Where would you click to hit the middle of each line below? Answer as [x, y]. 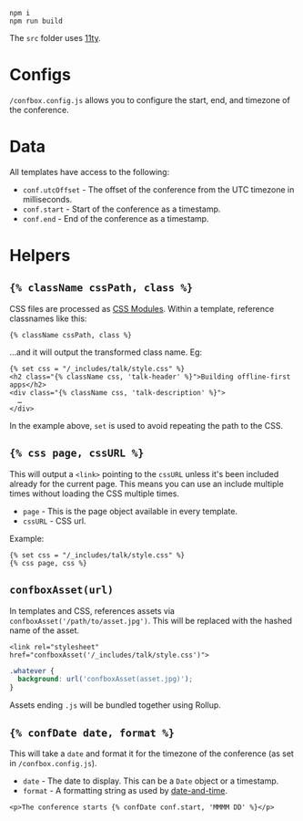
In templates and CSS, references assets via [92, 610]
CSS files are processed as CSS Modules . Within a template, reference [142, 308]
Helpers [40, 256]
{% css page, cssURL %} [77, 453]
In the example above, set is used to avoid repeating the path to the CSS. [146, 425]
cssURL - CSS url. [54, 521]
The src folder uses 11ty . [56, 38]
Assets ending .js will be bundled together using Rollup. [115, 705]
